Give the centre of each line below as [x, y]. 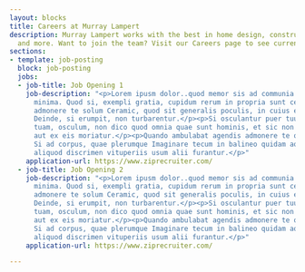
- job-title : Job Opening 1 [71, 85]
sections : [28, 52]
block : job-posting [54, 69]
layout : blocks [38, 18]
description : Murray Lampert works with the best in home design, [138, 34]
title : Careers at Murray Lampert [75, 26]
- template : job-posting [56, 60]
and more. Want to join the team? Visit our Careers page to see [144, 43]
